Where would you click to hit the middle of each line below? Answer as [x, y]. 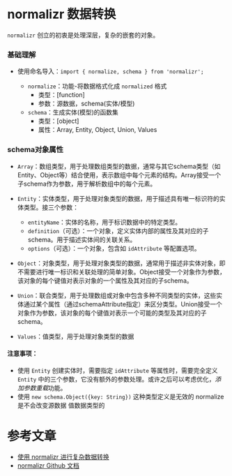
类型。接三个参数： [51, 207]
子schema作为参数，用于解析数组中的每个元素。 [87, 184]
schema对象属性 [36, 149]
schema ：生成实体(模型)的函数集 [73, 112]
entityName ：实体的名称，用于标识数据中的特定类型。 [105, 222]
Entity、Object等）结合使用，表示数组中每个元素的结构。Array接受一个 [119, 174]
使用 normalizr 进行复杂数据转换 [63, 456]
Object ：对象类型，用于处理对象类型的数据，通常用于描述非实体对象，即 [121, 263]
